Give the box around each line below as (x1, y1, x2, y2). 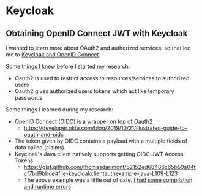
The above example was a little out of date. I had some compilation (23, 176, 193, 184)
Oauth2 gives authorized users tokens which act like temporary (14, 88, 175, 95)
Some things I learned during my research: (6, 106, 114, 113)
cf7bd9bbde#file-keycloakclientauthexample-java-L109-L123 (23, 170, 178, 177)
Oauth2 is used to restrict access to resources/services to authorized (14, 75, 190, 81)
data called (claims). (14, 144, 66, 151)
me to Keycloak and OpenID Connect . (6, 51, 100, 58)
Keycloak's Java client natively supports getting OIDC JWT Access (14, 151, 184, 157)
